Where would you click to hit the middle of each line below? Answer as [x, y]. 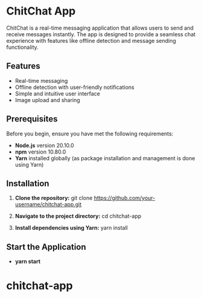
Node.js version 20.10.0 [44, 145]
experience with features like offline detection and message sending [91, 40]
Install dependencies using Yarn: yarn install [71, 228]
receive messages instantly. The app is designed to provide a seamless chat [101, 34]
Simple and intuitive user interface [58, 93]
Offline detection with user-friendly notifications [74, 87]
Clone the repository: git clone [54, 198]
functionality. [23, 47]
